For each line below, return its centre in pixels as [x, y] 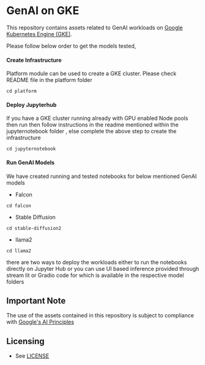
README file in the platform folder [50, 80]
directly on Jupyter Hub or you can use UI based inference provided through [103, 268]
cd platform [21, 91]
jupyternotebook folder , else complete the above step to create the [91, 131]
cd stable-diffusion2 [34, 228]
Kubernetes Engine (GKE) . [39, 34]
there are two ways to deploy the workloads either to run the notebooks [97, 262]
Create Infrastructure [34, 60]
